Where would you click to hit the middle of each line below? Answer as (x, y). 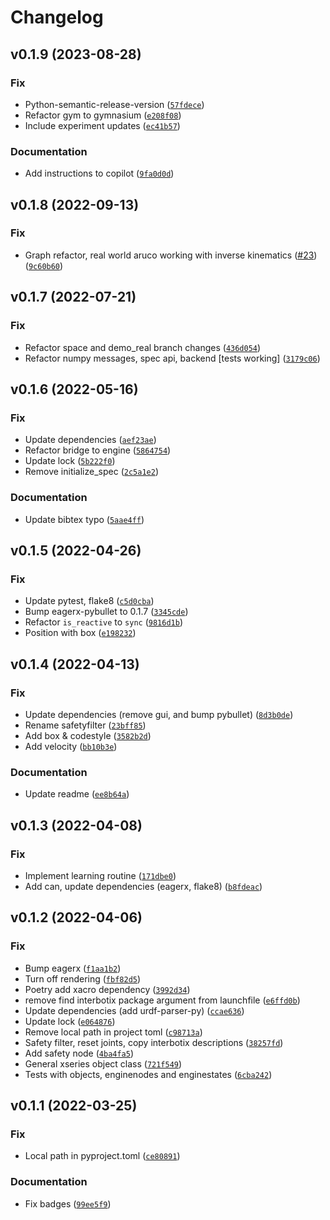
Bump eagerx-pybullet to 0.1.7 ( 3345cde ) (106, 612)
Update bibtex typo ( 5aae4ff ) (84, 519)
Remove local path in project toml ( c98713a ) (113, 1032)
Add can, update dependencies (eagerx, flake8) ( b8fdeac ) (143, 886)
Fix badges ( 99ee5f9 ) (68, 1203)
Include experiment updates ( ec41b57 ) (102, 125)
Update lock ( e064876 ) (70, 1021)
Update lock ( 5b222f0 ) (70, 461)
